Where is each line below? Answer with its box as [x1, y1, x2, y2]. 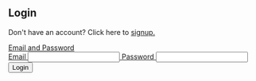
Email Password [8, 52, 154, 61]
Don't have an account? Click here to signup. [8, 27, 156, 37]
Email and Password [8, 43, 75, 52]
